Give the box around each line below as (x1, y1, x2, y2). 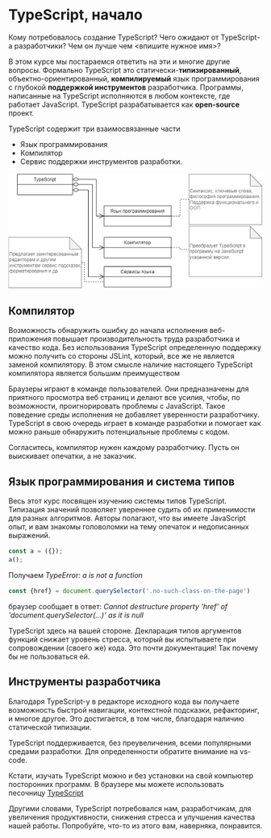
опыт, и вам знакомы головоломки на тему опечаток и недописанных (8, 522, 250, 532)
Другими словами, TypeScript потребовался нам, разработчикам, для (8, 803, 252, 813)
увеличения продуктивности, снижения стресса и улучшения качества (8, 812, 256, 822)
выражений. (8, 531, 51, 541)
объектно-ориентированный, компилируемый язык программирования (8, 74, 260, 83)
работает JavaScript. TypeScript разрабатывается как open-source (8, 99, 240, 109)
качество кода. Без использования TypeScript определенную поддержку (8, 343, 262, 352)
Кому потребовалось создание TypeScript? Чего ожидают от (8, 32, 219, 42)
